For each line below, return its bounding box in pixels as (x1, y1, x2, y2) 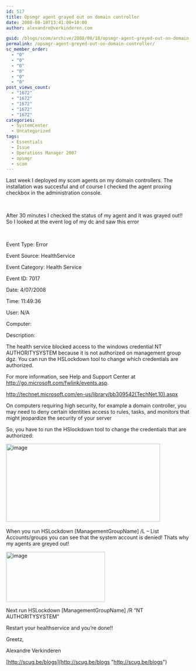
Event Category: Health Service (6, 264, 82, 271)
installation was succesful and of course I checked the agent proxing (6, 183, 172, 190)
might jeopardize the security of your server (6, 414, 112, 422)
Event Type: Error (6, 241, 48, 248)
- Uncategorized (11, 128, 51, 134)
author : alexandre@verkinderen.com (6, 25, 93, 31)
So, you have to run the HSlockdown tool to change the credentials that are (6, 426, 187, 433)
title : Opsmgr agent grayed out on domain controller (6, 14, 140, 20)
